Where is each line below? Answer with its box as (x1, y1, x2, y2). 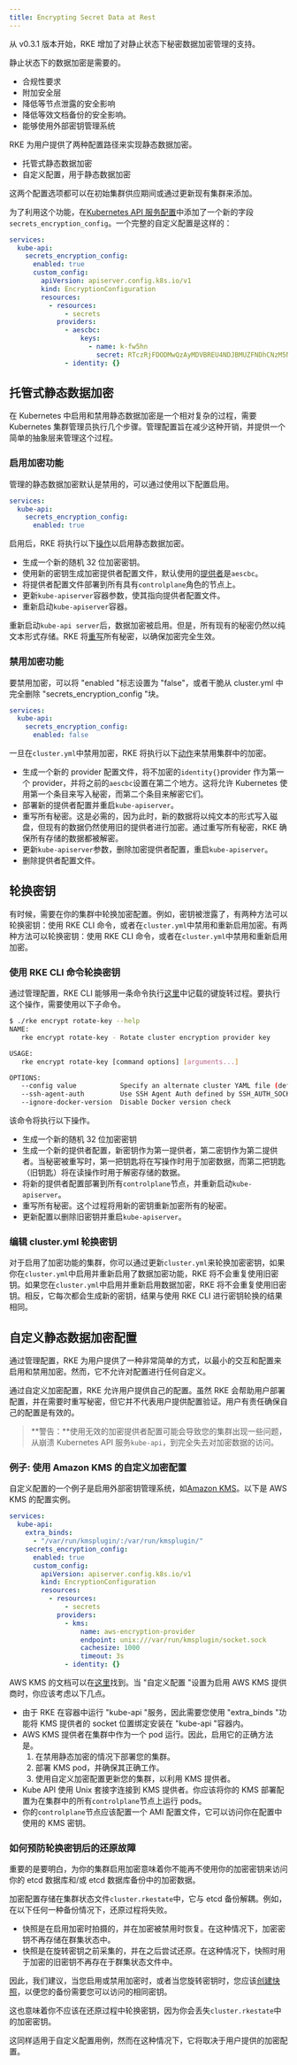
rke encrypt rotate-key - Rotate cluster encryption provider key (20, 1033, 271, 1042)
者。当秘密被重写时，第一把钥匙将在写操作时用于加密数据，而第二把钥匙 (21, 1156, 286, 1167)
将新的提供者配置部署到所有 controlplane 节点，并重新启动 (21, 1178, 232, 1189)
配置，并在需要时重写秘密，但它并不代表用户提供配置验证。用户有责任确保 (9, 1396, 280, 1407)
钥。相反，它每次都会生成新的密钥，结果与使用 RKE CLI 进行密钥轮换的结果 (9, 1291, 283, 1301)
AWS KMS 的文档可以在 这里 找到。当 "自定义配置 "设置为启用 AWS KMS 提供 (9, 1677, 287, 1688)
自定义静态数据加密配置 (9, 1329, 137, 1345)
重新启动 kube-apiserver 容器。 (21, 601, 133, 612)
